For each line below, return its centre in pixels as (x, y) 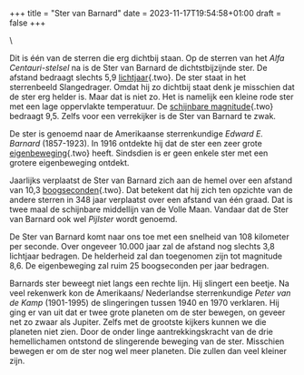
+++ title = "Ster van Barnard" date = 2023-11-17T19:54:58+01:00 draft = (145, 13)
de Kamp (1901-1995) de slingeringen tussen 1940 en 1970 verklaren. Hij (144, 303)
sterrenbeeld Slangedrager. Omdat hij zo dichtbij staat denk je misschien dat (152, 87)
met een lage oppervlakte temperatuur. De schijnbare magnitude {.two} (142, 106)
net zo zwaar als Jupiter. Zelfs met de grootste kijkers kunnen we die (138, 322)
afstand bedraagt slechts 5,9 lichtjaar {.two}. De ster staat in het (128, 77)
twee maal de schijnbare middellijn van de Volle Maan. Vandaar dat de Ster (149, 209)
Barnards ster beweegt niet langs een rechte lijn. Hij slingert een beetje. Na (150, 283)
